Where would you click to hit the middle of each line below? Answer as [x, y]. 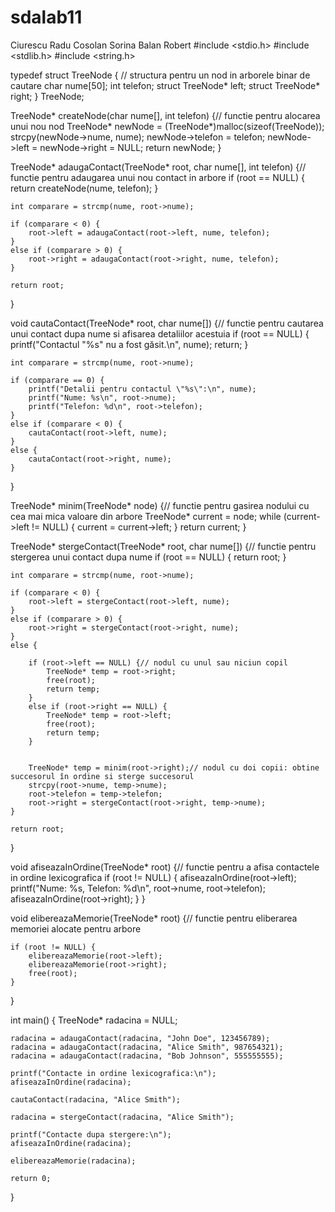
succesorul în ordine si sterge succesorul [102, 776]
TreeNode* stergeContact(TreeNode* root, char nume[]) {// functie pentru [163, 546]
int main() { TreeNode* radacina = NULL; [94, 1020]
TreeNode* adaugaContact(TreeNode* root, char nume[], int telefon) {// [158, 167]
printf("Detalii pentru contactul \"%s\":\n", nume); [142, 389]
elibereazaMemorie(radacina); [73, 1161]
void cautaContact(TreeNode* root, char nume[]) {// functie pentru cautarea [167, 323]
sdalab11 [46, 17]
